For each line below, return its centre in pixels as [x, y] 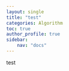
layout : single [25, 12]
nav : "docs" [32, 46]
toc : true [19, 29]
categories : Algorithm [34, 23]
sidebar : [17, 40]
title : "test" [24, 17]
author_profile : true [33, 34]
